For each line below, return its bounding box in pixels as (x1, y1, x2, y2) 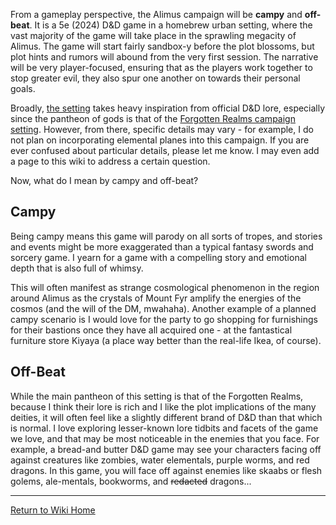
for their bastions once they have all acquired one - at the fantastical (10, 324, 293, 336)
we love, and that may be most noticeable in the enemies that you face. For (10, 432, 320, 444)
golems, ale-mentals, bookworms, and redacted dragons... (10, 475, 252, 487)
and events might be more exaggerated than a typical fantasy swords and (10, 240, 314, 253)
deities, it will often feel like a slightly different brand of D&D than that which (10, 411, 323, 423)
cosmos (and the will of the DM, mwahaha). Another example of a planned (10, 302, 317, 314)
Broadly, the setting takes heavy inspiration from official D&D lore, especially (10, 102, 326, 114)
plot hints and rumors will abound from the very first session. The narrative (10, 51, 319, 63)
